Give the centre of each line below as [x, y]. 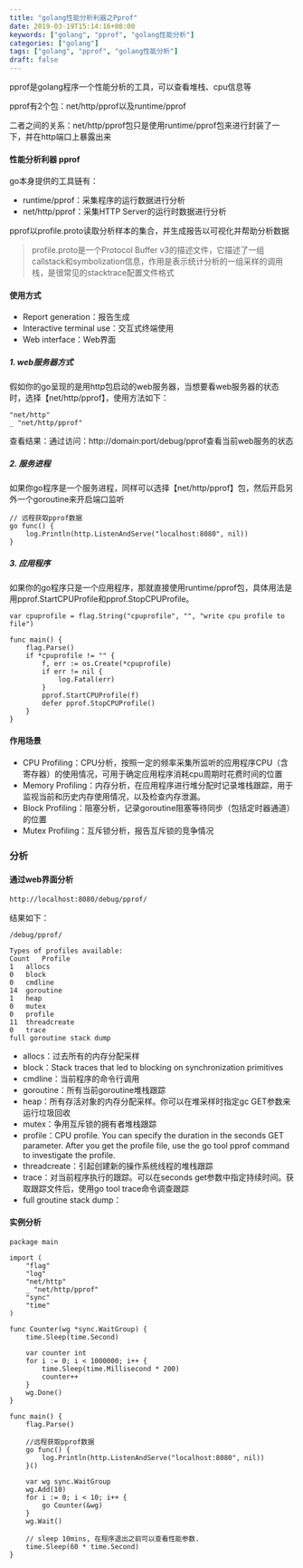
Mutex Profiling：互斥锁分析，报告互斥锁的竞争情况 [118, 830]
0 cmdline [32, 982]
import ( [26, 1258]
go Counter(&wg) [72, 1505]
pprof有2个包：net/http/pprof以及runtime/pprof [98, 106]
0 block [28, 974]
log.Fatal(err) [86, 680]
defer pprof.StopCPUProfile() [99, 703]
